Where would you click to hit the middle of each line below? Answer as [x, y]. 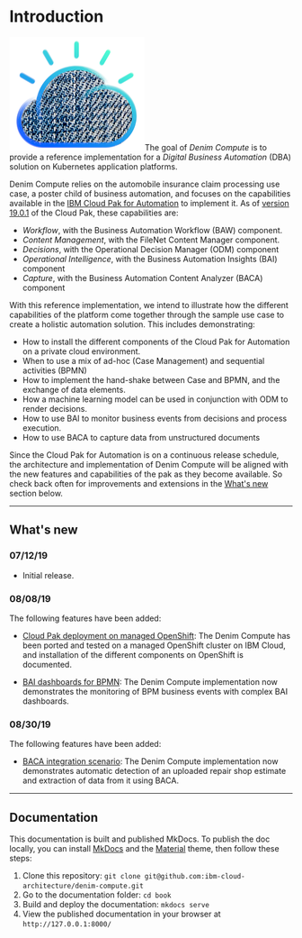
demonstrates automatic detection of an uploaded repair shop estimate [154, 771]
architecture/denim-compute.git [83, 886]
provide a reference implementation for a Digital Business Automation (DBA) [151, 157]
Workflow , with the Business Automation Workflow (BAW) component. [152, 230]
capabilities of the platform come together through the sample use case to [147, 314]
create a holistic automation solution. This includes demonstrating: [133, 324]
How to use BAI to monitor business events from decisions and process [155, 418]
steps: [21, 859]
